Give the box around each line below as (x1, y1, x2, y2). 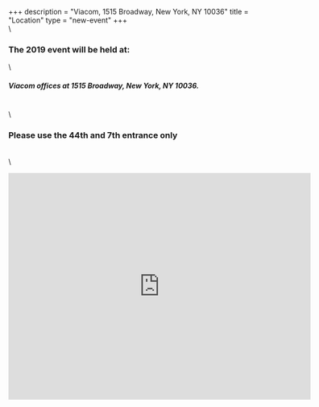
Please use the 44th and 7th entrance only (8, 130, 178, 141)
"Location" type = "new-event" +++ (8, 15, 127, 25)
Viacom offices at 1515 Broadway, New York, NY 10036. (8, 81, 200, 90)
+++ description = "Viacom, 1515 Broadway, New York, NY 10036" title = (8, 7, 249, 16)
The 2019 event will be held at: (8, 44, 130, 55)
